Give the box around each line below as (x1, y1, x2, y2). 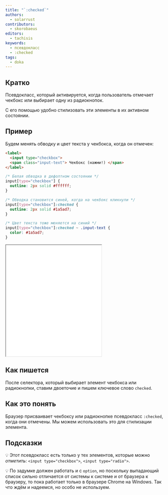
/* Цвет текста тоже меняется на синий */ (5, 221, 97, 226)
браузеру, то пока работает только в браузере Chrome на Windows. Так (5, 479, 162, 485)
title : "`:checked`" (5, 7, 49, 13)
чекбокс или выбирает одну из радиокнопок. (5, 97, 104, 103)
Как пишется (5, 366, 49, 374)
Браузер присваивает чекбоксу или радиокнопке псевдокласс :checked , (5, 413, 163, 419)
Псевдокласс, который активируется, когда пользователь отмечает (5, 92, 154, 98)
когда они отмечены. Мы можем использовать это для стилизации (5, 418, 152, 425)
